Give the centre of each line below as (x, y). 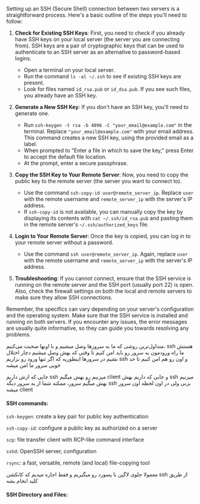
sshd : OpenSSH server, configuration (51, 451)
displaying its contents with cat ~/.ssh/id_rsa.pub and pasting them (108, 218)
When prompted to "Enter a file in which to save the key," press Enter (109, 150)
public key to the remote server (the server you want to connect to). (98, 181)
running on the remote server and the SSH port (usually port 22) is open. (104, 285)
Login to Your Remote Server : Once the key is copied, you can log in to (103, 236)
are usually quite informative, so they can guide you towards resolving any (98, 328)
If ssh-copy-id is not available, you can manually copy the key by (103, 212)
